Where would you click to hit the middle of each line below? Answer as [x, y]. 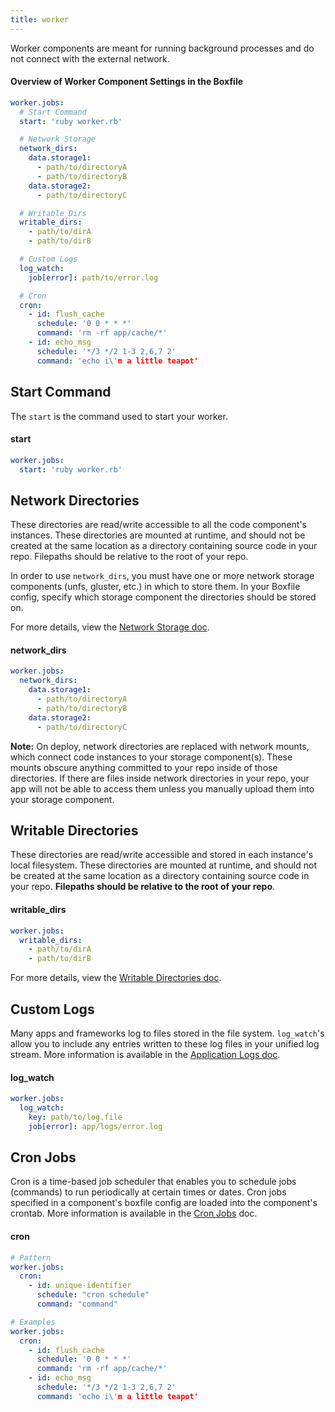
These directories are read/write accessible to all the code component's [158, 525]
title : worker [40, 19]
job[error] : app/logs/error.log [95, 1126]
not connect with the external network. [90, 58]
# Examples [33, 1322]
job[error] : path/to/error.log [93, 277]
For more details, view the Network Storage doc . [110, 627]
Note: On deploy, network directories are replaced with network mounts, [160, 746]
